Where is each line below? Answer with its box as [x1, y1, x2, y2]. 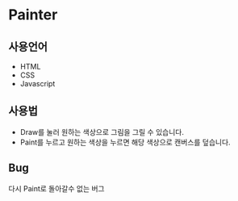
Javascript [19, 79, 56, 88]
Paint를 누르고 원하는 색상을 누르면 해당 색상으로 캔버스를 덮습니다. [19, 137, 232, 147]
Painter [8, 6, 58, 24]
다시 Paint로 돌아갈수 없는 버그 [8, 183, 105, 193]
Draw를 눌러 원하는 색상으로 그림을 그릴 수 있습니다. [19, 127, 184, 136]
